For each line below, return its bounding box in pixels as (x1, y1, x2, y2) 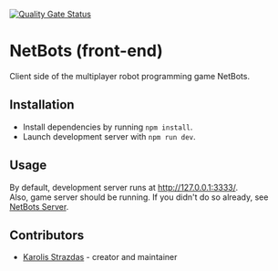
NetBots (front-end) (9, 41, 164, 61)
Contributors (9, 227, 85, 243)
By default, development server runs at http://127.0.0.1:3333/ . (9, 182, 239, 193)
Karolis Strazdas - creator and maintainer (22, 252, 178, 263)
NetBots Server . (9, 201, 69, 212)
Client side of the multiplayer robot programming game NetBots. (9, 70, 251, 81)
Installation (9, 97, 75, 113)
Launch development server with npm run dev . (22, 130, 196, 141)
